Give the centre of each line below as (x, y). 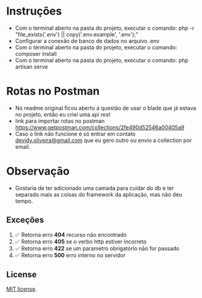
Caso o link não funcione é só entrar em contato (75, 134)
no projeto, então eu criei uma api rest (62, 114)
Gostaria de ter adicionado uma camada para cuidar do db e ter (95, 188)
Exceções (25, 220)
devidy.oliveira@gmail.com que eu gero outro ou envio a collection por (103, 140)
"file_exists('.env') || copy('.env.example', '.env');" (76, 34)
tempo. (24, 201)
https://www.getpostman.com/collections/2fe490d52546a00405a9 (100, 127)
